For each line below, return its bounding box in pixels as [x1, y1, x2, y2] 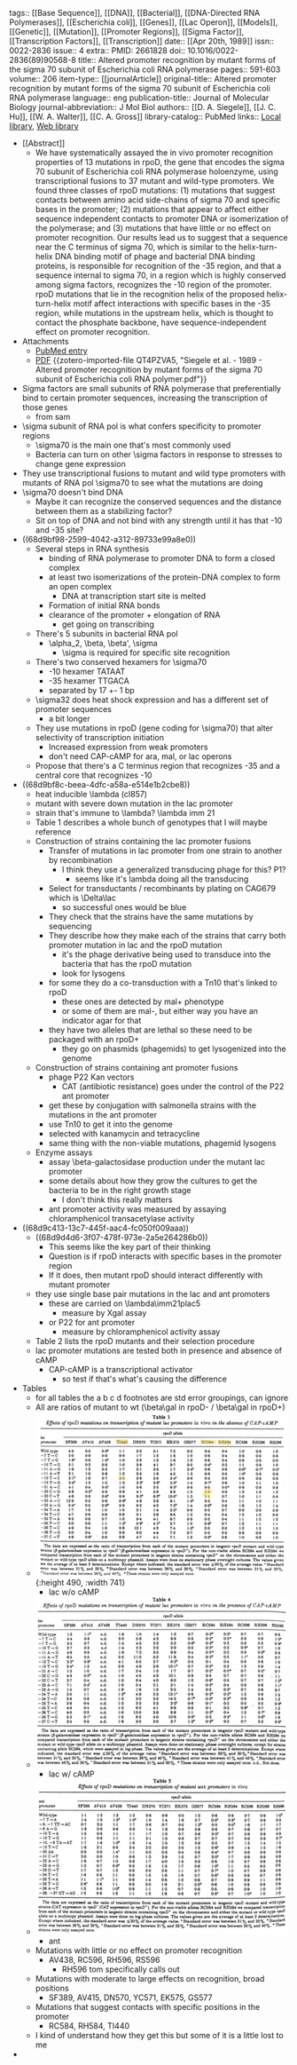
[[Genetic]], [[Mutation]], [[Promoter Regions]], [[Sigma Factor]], [9, 27, 245, 36]
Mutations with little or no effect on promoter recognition [35, 1944, 243, 1956]
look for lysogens [61, 968, 126, 978]
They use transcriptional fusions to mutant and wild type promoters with [21, 468, 286, 479]
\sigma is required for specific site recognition [61, 647, 231, 658]
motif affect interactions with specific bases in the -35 [73, 298, 271, 309]
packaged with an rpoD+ [48, 1034, 140, 1044]
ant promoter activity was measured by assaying [48, 1204, 227, 1214]
